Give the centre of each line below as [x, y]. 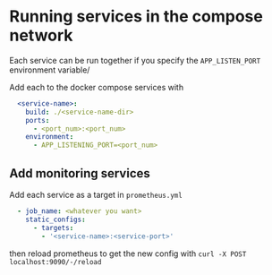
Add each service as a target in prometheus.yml [96, 195]
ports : [38, 120]
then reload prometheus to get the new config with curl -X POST [128, 254]
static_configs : [56, 219]
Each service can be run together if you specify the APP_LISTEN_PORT [135, 60]
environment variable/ [50, 70]
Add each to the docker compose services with [97, 87]
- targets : [53, 228]
